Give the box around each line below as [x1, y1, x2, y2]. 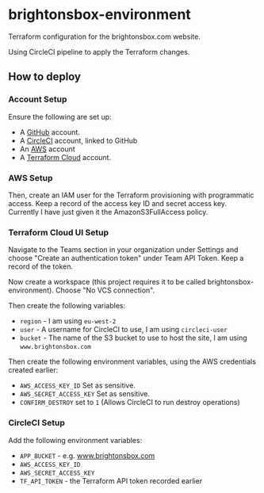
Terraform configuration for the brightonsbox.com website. [8, 32, 201, 41]
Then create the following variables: [8, 301, 125, 311]
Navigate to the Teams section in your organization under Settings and [8, 245, 239, 254]
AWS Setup [8, 172, 53, 183]
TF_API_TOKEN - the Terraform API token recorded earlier [19, 476, 203, 485]
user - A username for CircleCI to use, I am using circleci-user [19, 325, 228, 334]
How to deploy [8, 70, 82, 84]
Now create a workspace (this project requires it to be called [8, 277, 206, 287]
